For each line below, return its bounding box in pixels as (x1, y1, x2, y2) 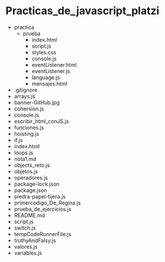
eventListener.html (31, 61, 77, 68)
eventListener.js (31, 67, 70, 74)
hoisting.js (14, 130, 39, 137)
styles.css (31, 48, 57, 55)
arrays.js (14, 93, 36, 100)
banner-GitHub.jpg (14, 99, 60, 106)
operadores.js (14, 174, 48, 181)
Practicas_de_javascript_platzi (5, 4, 160, 18)
